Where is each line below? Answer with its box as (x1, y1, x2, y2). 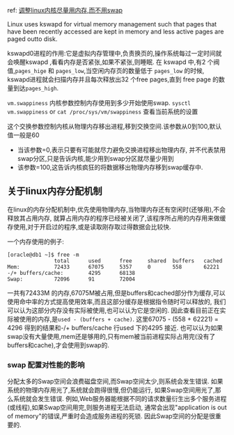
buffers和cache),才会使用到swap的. (7, 340, 109, 349)
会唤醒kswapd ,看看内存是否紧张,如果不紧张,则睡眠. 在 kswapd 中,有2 (7, 58, 206, 66)
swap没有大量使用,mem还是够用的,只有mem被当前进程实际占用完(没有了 (7, 332, 216, 340)
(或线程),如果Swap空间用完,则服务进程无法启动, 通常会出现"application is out (7, 403, 227, 412)
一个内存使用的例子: (7, 237, 65, 246)
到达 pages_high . (13, 84, 59, 92)
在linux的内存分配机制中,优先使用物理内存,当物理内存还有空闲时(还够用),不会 (7, 205, 226, 214)
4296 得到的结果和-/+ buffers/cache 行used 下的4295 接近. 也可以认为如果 (7, 323, 223, 332)
